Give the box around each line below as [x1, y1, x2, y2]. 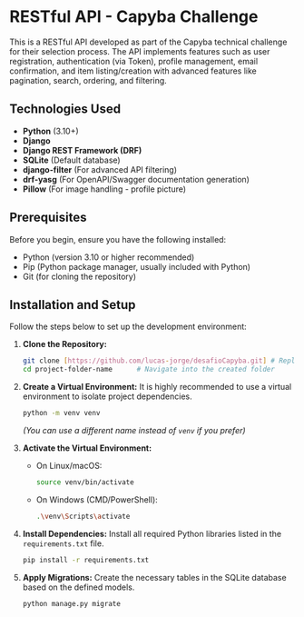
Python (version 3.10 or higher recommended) [22, 252, 195, 263]
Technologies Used [9, 102, 121, 117]
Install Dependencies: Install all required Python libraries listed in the [22, 528, 282, 539]
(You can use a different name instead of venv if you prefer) [22, 425, 247, 435]
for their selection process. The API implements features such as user [9, 45, 270, 56]
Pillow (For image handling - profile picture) [22, 184, 187, 194]
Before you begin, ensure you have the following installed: [9, 234, 227, 244]
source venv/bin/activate [35, 478, 134, 487]
